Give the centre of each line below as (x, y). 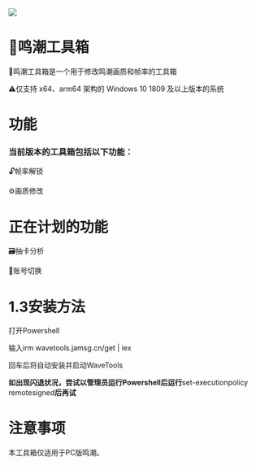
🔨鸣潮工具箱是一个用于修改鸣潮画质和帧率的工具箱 (93, 71)
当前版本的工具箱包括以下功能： (71, 152)
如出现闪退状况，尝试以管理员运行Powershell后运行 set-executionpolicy (128, 383)
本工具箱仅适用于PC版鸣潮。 (56, 453)
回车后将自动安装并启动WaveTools (66, 365)
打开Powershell (34, 331)
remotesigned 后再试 (42, 393)
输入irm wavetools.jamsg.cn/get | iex (70, 348)
